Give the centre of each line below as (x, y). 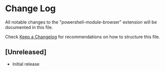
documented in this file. (29, 27)
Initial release (26, 64)
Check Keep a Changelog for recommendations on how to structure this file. (83, 37)
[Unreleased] (26, 52)
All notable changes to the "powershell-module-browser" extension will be (81, 22)
